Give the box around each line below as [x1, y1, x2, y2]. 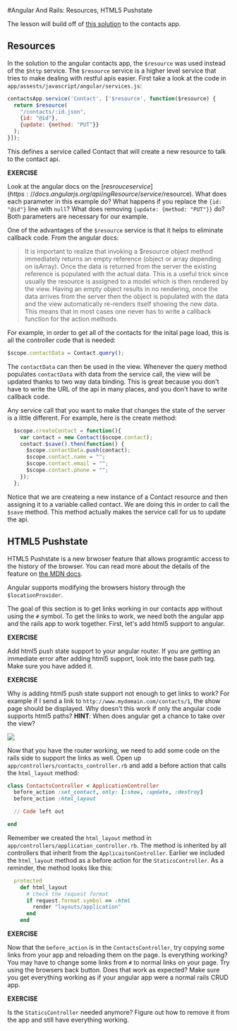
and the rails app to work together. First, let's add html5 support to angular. [7, 619, 226, 628]
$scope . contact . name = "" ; [25, 454, 106, 461]
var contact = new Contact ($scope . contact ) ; [20, 434, 153, 441]
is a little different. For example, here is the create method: [7, 413, 177, 422]
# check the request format [25, 890, 109, 897]
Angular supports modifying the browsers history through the [7, 583, 186, 591]
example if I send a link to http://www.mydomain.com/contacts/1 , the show [7, 696, 221, 705]
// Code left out [13, 808, 65, 815]
